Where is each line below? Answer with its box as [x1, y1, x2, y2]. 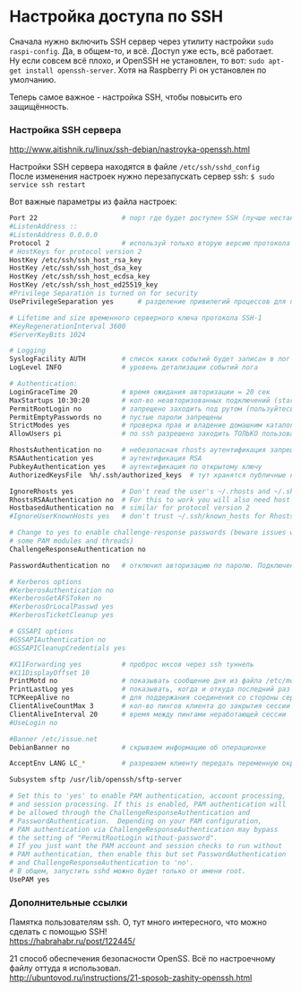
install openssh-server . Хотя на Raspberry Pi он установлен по [25, 65, 267, 75]
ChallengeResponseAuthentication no [9, 545, 146, 554]
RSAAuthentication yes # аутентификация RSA [9, 454, 202, 464]
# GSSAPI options [9, 627, 74, 636]
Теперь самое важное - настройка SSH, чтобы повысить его [9, 92, 243, 102]
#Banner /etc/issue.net [9, 734, 99, 743]
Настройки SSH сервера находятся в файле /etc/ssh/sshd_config [9, 162, 260, 173]
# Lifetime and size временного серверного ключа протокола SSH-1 [9, 313, 262, 323]
